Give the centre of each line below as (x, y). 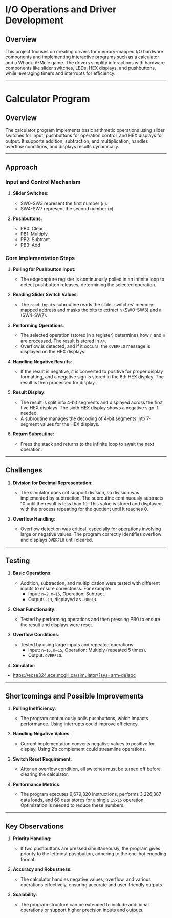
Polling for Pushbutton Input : (44, 269)
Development (35, 20)
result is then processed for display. (58, 382)
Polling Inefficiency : (34, 708)
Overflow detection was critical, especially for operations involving (91, 529)
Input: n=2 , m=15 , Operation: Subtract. (67, 594)
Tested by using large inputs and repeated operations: (77, 644)
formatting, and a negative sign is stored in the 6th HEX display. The (92, 377)
